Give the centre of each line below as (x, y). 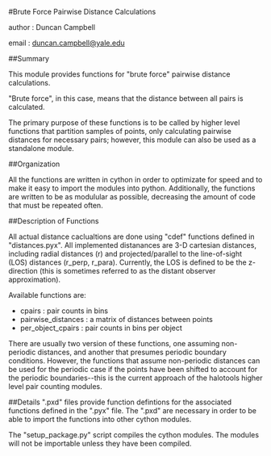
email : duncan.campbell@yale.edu (67, 43)
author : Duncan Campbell (52, 27)
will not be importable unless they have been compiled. (100, 443)
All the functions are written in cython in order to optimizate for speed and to (135, 180)
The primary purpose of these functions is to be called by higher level (124, 123)
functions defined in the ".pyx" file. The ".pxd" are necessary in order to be (132, 410)
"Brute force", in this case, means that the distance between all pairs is (126, 98)
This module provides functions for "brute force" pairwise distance (119, 74)
